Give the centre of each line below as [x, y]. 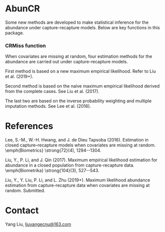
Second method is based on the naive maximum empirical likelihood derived [82, 86]
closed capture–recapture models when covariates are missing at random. [81, 145]
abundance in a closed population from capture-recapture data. [70, 165]
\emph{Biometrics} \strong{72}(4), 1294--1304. [53, 150]
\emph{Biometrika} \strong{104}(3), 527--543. [52, 171]
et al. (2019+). [19, 77]
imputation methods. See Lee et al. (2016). [48, 106]
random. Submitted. [25, 190]
